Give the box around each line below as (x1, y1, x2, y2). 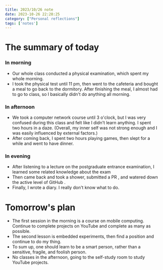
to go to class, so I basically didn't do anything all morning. (12, 91, 131, 97)
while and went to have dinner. (12, 140, 74, 147)
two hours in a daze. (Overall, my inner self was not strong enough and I (12, 125, 158, 131)
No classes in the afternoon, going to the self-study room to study (12, 254, 145, 260)
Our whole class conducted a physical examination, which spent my (12, 70, 149, 76)
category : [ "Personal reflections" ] (5, 16, 80, 21)
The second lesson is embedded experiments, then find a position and (12, 233, 154, 240)
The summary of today (5, 42, 99, 53)
